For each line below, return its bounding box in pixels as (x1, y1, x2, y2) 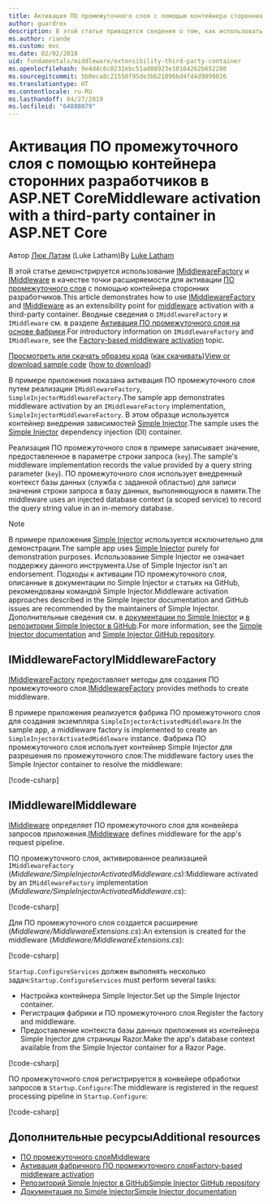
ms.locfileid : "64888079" (8, 102, 96, 110)
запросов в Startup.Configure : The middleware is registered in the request (8, 1082, 259, 1092)
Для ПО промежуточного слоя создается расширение (8, 917, 198, 927)
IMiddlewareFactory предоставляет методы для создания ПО (8, 675, 220, 684)
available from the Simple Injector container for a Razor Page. (19, 1042, 226, 1052)
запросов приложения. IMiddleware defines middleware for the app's (8, 829, 242, 839)
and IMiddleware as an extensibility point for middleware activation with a (8, 301, 254, 311)
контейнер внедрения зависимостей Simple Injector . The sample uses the (8, 419, 259, 429)
